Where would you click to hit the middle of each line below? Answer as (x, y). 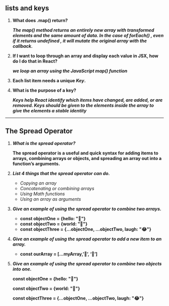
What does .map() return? (40, 20)
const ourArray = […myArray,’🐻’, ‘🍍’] (59, 254)
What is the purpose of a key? (44, 90)
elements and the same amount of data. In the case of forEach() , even (88, 35)
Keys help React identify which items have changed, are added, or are (88, 100)
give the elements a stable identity (50, 110)
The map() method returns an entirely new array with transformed (83, 30)
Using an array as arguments (51, 199)
